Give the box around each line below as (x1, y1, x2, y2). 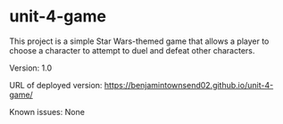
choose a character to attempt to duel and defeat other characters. (9, 45, 255, 55)
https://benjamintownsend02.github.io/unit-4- (104, 79, 274, 90)
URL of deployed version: (9, 79, 103, 90)
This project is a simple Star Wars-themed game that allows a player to (9, 36, 270, 46)
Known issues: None (9, 106, 85, 117)
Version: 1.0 (9, 62, 53, 73)
